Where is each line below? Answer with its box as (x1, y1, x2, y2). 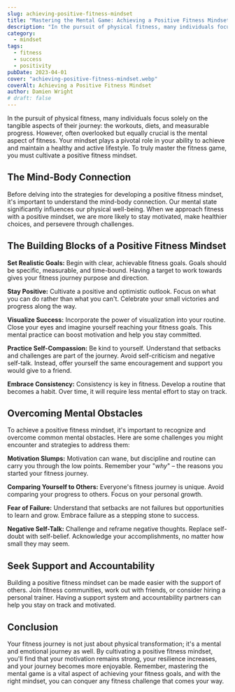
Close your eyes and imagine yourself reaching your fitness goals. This (7, 323, 212, 331)
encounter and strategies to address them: (7, 441, 131, 449)
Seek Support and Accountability (7, 560, 155, 572)
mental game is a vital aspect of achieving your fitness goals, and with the (7, 670, 221, 678)
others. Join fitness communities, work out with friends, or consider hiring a (7, 586, 226, 595)
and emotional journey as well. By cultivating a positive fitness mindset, (7, 647, 213, 656)
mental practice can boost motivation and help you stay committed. (7, 330, 201, 339)
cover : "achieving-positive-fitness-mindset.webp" (7, 75, 158, 83)
